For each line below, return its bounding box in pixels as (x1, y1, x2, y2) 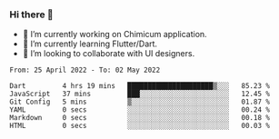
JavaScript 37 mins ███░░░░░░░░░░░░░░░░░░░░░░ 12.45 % (9, 90, 271, 99)
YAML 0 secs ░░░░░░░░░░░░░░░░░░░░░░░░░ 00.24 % (9, 105, 271, 114)
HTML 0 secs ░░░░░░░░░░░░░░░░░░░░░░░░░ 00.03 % (9, 122, 271, 131)
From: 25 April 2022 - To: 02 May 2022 (9, 65, 161, 75)
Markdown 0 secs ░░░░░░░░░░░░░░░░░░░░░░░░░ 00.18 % (9, 114, 271, 123)
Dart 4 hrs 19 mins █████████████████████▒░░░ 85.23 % (9, 82, 271, 91)
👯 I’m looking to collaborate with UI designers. (22, 48, 195, 59)
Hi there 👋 (9, 8, 55, 21)
